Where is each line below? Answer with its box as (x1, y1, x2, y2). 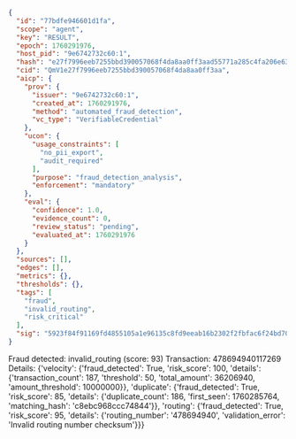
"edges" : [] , (16, 264, 65, 273)
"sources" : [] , (16, 255, 72, 265)
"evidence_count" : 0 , (31, 213, 112, 223)
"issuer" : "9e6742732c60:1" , (31, 90, 140, 99)
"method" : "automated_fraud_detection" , (31, 107, 183, 116)
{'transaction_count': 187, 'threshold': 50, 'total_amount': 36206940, (8, 372, 255, 382)
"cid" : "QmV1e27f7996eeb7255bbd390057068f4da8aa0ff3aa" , (16, 66, 231, 75)
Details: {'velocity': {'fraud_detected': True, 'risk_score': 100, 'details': (8, 363, 262, 374)
